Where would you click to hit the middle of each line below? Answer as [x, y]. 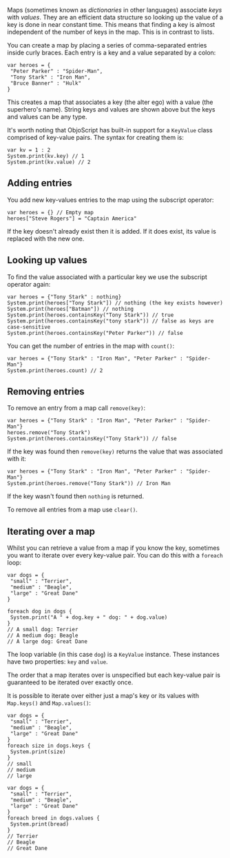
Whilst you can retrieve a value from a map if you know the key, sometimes [114, 548]
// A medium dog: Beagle [43, 636]
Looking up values [47, 260]
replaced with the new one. [46, 238]
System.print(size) [38, 752]
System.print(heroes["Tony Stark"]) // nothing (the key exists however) [115, 303]
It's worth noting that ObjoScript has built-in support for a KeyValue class [110, 130]
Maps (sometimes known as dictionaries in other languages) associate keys [115, 10]
